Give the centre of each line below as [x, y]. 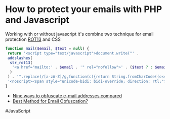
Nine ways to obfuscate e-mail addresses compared [67, 96]
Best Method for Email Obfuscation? [50, 101]
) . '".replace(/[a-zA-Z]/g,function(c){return [58, 77]
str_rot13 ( [21, 63]
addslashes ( [20, 58]
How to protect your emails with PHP [84, 9]
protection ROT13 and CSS [33, 39]
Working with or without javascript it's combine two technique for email [79, 34]
